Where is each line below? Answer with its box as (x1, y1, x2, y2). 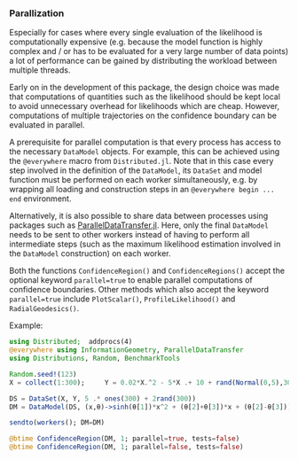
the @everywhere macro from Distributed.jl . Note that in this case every (9, 156, 274, 167)
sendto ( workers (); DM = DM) (9, 418, 105, 427)
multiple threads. (9, 65, 71, 75)
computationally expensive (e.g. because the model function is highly (9, 36, 263, 47)
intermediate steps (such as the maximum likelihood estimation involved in (9, 238, 281, 250)
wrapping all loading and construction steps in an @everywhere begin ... (9, 184, 275, 195)
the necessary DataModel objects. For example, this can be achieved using (9, 146, 280, 157)
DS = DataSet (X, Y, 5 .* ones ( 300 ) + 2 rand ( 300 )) (9, 394, 197, 403)
